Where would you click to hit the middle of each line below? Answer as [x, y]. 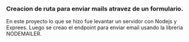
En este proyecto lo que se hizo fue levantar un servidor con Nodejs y [92, 22]
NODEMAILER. [24, 34]
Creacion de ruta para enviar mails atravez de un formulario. [95, 9]
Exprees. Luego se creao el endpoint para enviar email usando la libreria [94, 27]
